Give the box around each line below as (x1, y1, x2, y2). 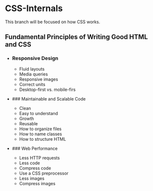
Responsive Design (12, 55, 59, 62)
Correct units (19, 81, 46, 87)
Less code (19, 160, 40, 166)
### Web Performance (12, 146, 58, 151)
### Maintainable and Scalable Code (12, 96, 86, 102)
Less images (19, 175, 45, 181)
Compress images (19, 180, 56, 186)
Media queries (19, 71, 48, 77)
